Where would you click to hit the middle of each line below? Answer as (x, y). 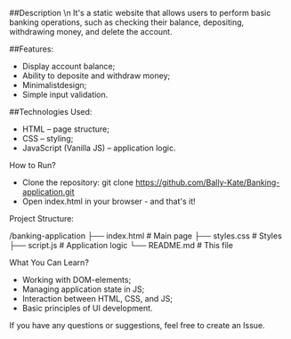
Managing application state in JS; (83, 289)
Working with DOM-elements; (77, 280)
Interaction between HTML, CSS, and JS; (97, 299)
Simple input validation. (65, 94)
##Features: (32, 49)
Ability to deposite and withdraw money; (96, 76)
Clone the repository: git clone (77, 182)
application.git (48, 192)
